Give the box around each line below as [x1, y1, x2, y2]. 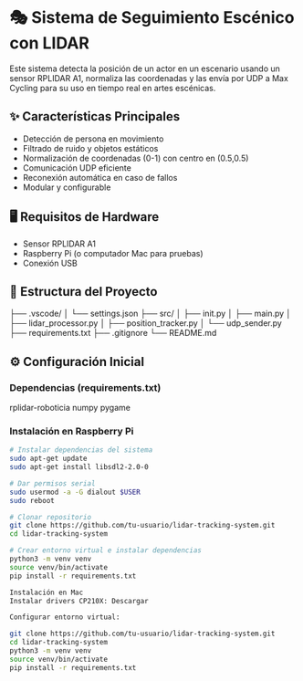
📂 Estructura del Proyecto [9, 284, 158, 299]
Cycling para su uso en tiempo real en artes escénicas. [9, 82, 216, 93]
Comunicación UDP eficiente [22, 162, 132, 173]
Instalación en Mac [9, 588, 84, 597]
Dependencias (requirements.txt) [9, 381, 162, 393]
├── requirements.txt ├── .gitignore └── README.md [9, 328, 217, 339]
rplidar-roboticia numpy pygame [9, 403, 131, 414]
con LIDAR [9, 33, 89, 54]
